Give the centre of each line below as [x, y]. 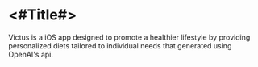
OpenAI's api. [31, 54]
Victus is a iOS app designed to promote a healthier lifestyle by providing [129, 37]
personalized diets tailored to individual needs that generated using [120, 45]
